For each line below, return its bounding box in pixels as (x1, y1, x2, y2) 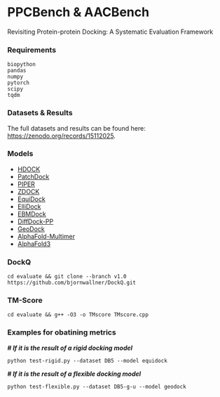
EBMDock (17, 209, 47, 218)
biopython (7, 61, 36, 68)
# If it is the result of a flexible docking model (7, 370, 142, 378)
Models (7, 149, 34, 159)
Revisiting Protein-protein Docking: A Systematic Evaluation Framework (7, 27, 214, 36)
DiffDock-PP (17, 217, 54, 226)
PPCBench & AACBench (7, 4, 149, 20)
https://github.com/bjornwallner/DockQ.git (7, 279, 137, 287)
